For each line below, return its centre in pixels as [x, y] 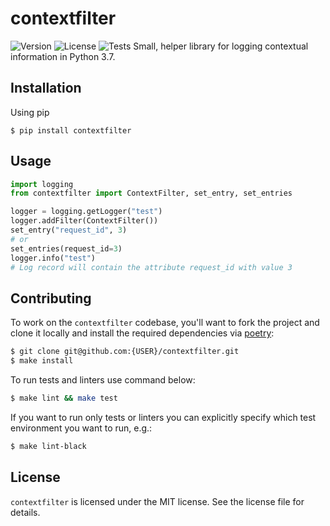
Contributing [51, 298]
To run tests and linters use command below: [103, 380]
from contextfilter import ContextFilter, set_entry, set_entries [151, 193]
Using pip [30, 112]
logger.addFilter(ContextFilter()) [84, 221]
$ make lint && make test [64, 398]
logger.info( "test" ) [53, 258]
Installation [46, 88]
